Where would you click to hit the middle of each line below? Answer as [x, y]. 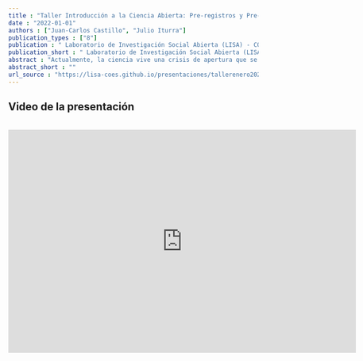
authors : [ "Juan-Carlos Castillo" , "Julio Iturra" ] [97, 30]
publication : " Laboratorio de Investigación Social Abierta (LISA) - [129, 45]
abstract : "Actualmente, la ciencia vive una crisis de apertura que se [133, 60]
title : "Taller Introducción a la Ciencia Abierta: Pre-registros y [126, 15]
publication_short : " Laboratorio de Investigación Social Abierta [124, 52]
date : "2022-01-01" [42, 23]
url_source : [30, 75]
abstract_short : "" [42, 67]
